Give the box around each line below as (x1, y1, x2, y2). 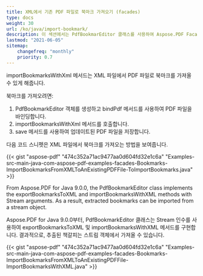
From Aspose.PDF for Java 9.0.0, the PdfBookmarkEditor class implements (6, 184, 193, 191)
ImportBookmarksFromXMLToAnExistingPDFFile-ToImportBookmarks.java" (6, 165, 193, 173)
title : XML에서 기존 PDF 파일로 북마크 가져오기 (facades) (6, 9, 141, 15)
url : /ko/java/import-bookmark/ (6, 26, 88, 32)
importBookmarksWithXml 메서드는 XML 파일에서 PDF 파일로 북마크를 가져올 (6, 71, 192, 79)
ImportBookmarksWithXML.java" (6, 263, 88, 270)
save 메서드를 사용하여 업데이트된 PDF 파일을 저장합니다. (15, 128, 151, 135)
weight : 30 (6, 20, 34, 26)
